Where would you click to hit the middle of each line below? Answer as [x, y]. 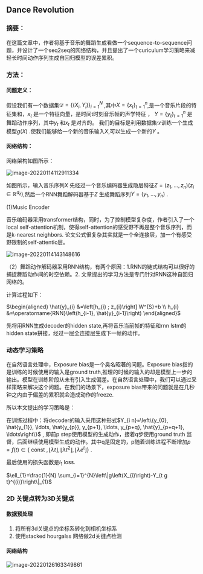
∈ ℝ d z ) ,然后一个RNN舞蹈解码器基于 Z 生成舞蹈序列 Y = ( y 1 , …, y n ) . [87, 194]
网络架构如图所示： [30, 161]
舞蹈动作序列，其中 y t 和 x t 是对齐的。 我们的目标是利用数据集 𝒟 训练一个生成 [100, 123]
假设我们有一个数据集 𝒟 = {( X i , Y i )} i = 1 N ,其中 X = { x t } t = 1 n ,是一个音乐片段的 [99, 105]
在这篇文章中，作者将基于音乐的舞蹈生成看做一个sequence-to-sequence [97, 42]
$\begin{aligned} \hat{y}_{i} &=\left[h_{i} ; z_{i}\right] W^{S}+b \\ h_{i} [93, 307]
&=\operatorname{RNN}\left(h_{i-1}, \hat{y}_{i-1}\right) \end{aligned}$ [94, 313]
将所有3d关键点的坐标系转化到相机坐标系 [66, 528]
